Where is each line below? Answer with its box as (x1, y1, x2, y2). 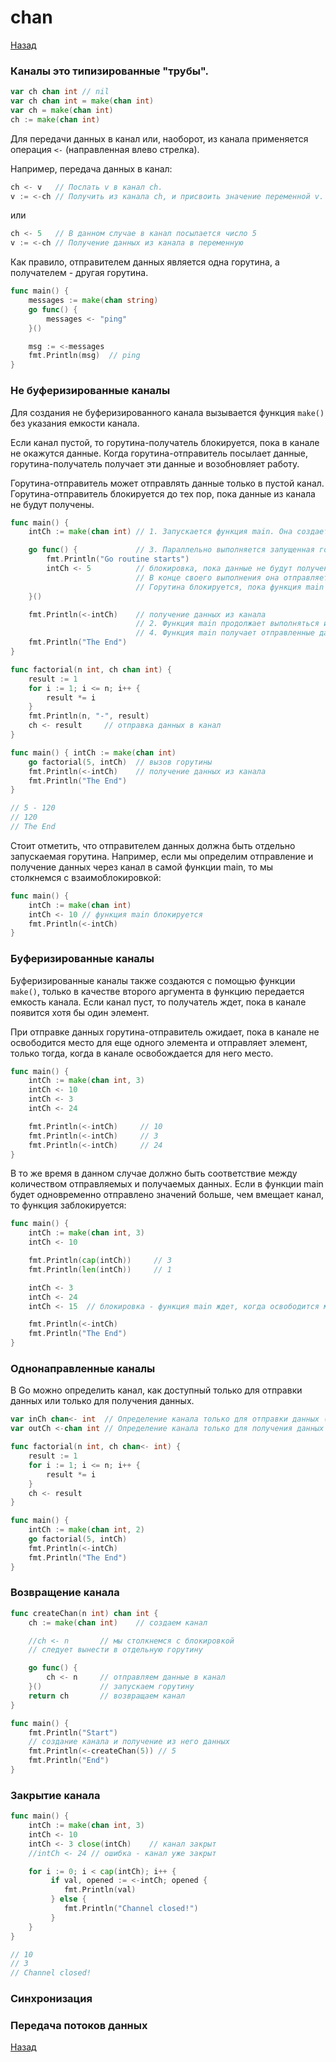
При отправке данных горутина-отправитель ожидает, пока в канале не (10, 1026, 320, 1038)
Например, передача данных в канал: (10, 162, 173, 175)
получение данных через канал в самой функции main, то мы (10, 861, 273, 873)
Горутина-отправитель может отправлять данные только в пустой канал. (10, 477, 325, 489)
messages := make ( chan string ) (28, 296, 159, 306)
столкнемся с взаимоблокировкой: (10, 871, 162, 883)
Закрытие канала (10, 1788, 101, 1802)
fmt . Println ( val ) (63, 1885, 137, 1895)
